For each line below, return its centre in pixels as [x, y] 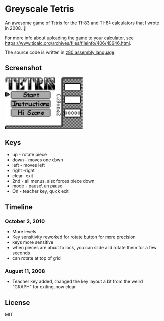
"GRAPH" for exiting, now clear [44, 287]
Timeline [19, 207]
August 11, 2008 [25, 271]
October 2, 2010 [25, 221]
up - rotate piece [29, 155]
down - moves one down [38, 160]
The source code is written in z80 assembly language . [60, 52]
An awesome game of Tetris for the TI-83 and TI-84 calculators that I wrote [82, 23]
